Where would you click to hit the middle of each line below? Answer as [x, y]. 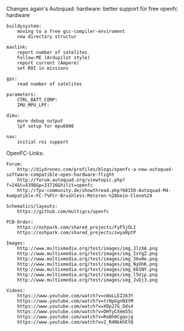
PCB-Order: [20, 222]
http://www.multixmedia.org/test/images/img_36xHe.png [87, 259]
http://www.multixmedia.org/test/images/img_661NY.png [87, 270]
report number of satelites [52, 52]
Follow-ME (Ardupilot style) [54, 58]
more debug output [40, 121]
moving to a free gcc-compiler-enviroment [71, 31]
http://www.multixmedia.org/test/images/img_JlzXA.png [87, 249]
